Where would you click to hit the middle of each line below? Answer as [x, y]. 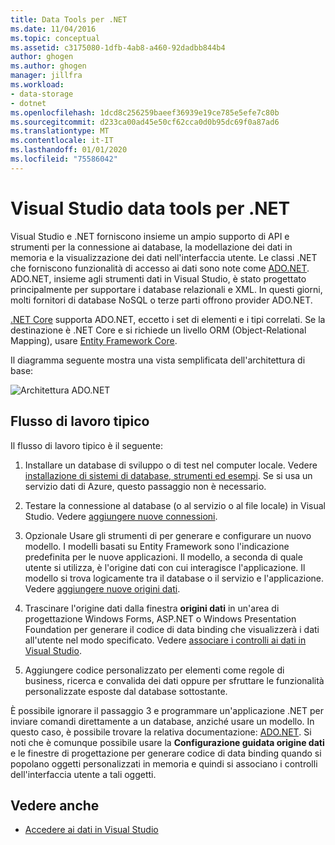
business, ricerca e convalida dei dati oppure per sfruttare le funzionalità [174, 680]
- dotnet [28, 103]
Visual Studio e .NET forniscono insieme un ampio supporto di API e [150, 236]
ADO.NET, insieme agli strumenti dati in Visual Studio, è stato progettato [158, 278]
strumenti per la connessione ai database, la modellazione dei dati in [151, 247]
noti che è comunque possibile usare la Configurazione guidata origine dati [167, 742]
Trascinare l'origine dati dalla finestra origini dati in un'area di [152, 608]
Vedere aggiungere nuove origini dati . [102, 588]
